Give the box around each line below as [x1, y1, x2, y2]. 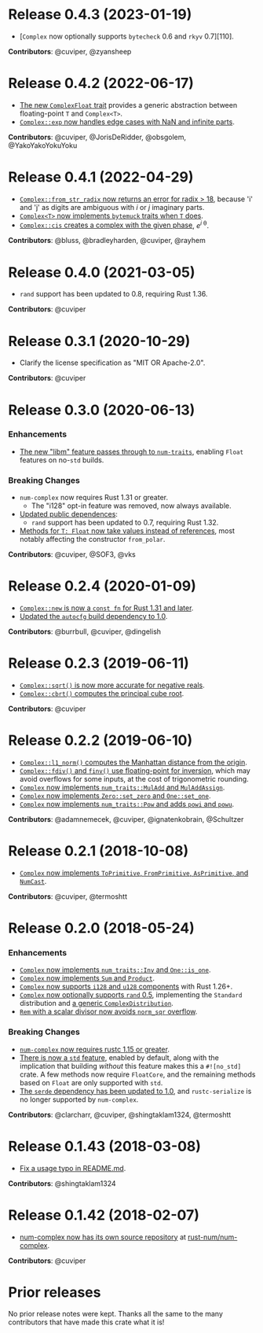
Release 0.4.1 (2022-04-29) [8, 168, 194, 186]
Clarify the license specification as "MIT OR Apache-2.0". [19, 358, 206, 367]
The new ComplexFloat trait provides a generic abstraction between [19, 100, 238, 109]
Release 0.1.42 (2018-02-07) [8, 1206, 200, 1224]
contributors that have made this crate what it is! [8, 1317, 165, 1327]
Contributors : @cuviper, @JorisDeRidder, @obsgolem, [8, 132, 187, 142]
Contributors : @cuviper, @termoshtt [8, 891, 128, 901]
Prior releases [8, 1283, 101, 1301]
